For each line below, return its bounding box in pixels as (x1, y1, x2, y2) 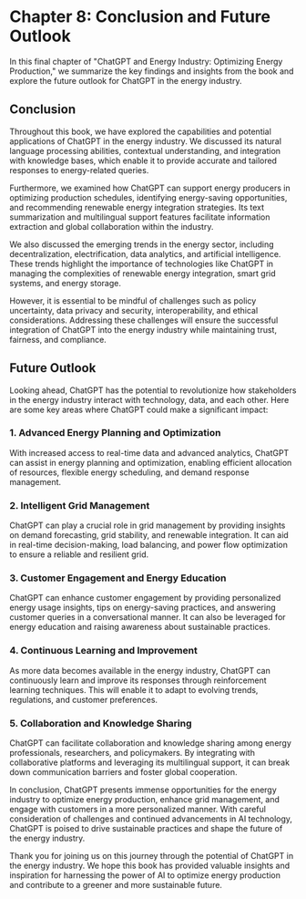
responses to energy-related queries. (9, 164, 149, 175)
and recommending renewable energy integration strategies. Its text (9, 201, 265, 212)
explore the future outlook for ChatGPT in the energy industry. (9, 75, 242, 86)
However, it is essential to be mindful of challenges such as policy (9, 294, 257, 306)
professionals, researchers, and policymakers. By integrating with (9, 748, 255, 759)
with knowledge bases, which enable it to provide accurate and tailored (9, 155, 278, 166)
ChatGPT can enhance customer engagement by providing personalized (9, 593, 281, 604)
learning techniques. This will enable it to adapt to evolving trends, (9, 684, 259, 695)
